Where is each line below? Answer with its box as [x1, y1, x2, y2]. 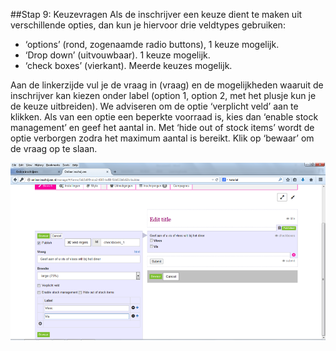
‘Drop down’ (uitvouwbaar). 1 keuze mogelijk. [24, 49, 211, 61]
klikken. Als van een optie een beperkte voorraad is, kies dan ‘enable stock [10, 111, 319, 123]
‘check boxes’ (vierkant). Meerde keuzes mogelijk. [24, 60, 233, 71]
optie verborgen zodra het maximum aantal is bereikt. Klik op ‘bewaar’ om [10, 132, 315, 144]
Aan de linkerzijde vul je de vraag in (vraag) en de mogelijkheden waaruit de [10, 79, 324, 91]
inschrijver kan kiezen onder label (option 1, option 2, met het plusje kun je [10, 90, 317, 101]
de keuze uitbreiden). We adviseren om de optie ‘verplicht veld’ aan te [10, 100, 299, 112]
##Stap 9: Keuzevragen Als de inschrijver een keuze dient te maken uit [10, 9, 303, 20]
